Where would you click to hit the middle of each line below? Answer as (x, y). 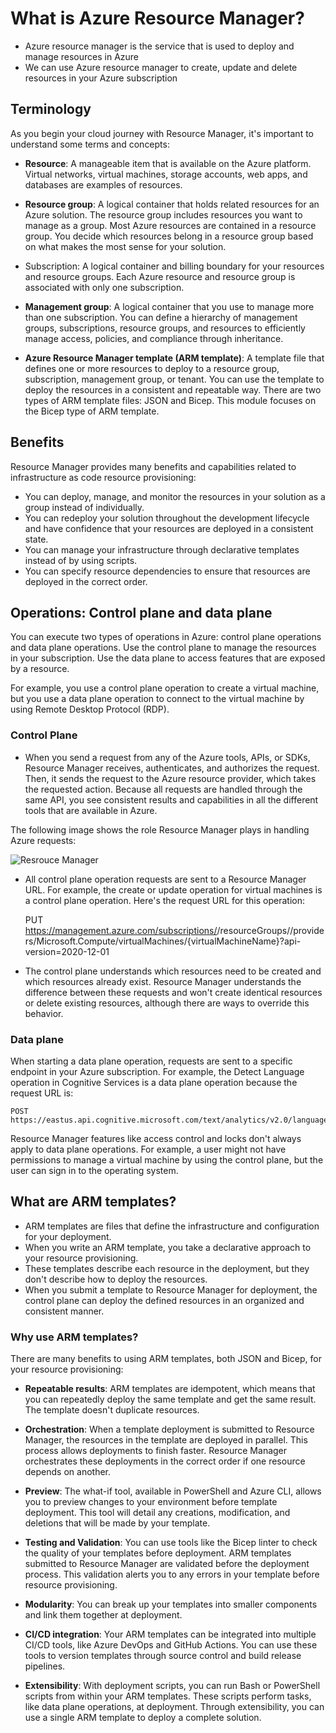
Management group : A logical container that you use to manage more (169, 306)
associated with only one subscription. (104, 287)
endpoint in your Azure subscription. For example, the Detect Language (157, 1071)
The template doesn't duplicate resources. (112, 1410)
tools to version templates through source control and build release (163, 1656)
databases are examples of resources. (103, 184)
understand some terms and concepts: (90, 144)
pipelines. (45, 1666)
